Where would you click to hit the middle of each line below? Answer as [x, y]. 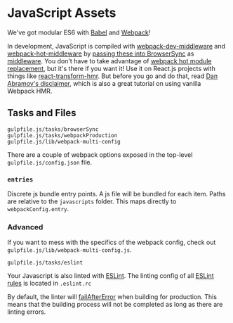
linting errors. [27, 312]
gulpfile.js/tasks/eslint [45, 263]
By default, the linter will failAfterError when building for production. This [112, 297]
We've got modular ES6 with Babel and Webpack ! [79, 32]
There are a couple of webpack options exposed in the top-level [100, 154]
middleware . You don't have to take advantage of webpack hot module [109, 61]
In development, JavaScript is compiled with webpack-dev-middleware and [116, 46]
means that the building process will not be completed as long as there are [115, 305]
